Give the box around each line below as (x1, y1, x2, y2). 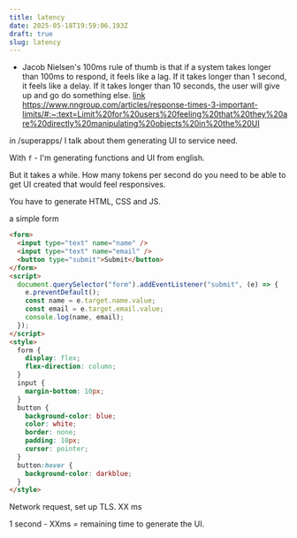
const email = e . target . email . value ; (25, 304, 164, 314)
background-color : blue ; (25, 411, 117, 420)
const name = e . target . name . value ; (25, 296, 156, 305)
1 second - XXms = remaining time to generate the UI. (9, 519, 205, 529)
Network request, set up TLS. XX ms (9, 502, 142, 512)
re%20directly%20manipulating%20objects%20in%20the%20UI (21, 119, 260, 129)
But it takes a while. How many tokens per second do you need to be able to (9, 170, 286, 181)
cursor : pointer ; (25, 444, 89, 453)
